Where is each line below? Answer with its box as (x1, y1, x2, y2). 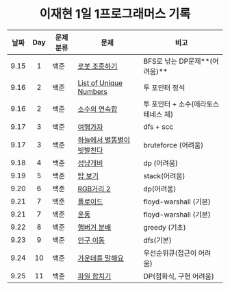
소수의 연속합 (77, 104, 118, 114)
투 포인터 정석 (143, 83, 186, 93)
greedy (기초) (143, 222, 186, 232)
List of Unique (77, 78, 123, 88)
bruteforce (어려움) (143, 140, 204, 149)
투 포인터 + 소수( (143, 99, 194, 108)
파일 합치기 (77, 271, 112, 281)
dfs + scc (143, 121, 173, 131)
